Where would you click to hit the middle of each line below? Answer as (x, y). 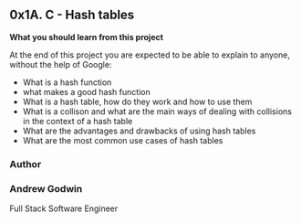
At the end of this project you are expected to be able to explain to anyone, (150, 55)
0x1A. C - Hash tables (72, 15)
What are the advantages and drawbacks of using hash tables (139, 131)
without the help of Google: (61, 64)
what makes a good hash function (86, 91)
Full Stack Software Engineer (64, 208)
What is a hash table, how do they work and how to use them (137, 101)
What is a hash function (67, 82)
